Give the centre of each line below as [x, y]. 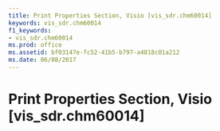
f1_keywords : [30, 30]
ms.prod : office [35, 45]
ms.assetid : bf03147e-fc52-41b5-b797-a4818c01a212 [94, 52]
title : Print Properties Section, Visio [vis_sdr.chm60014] [110, 15]
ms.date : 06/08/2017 [43, 60]
